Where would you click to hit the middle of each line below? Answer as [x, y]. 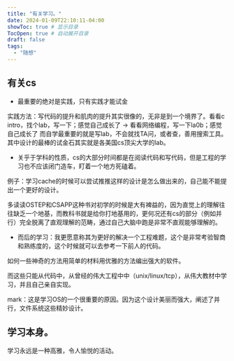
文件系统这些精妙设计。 [53, 308]
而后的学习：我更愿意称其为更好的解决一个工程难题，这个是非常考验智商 [121, 237]
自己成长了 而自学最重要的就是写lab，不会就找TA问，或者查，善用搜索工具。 [117, 133]
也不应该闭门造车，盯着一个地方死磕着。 [82, 166]
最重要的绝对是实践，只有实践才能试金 [72, 101]
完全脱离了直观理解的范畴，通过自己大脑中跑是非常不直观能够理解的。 [120, 222]
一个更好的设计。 [38, 189]
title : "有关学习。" [34, 14]
